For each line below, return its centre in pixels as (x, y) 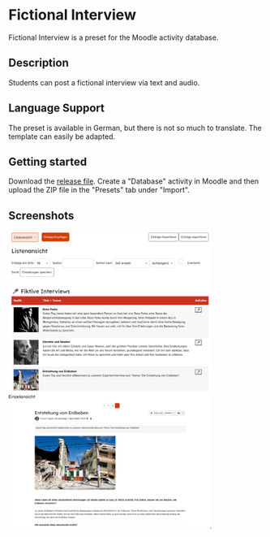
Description (39, 63)
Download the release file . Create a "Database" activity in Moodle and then (134, 181)
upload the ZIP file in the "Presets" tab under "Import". (99, 190)
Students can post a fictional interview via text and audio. (104, 82)
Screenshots (41, 216)
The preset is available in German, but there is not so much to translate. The (135, 128)
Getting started (48, 161)
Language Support (57, 108)
